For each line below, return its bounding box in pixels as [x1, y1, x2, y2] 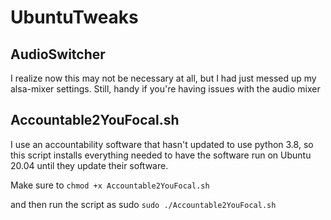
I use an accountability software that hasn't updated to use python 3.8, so [10, 138, 314, 150]
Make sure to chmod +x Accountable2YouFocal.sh [10, 179, 210, 191]
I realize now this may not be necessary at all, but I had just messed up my [10, 72, 317, 84]
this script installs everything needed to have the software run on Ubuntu [10, 149, 312, 161]
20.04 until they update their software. [10, 159, 169, 171]
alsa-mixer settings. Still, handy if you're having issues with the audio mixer [10, 83, 321, 95]
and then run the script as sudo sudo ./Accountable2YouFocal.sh [10, 198, 277, 210]
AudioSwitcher [10, 46, 106, 63]
